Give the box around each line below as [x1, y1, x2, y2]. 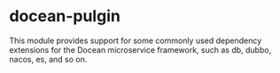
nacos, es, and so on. [9, 54, 88, 64]
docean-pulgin [9, 6, 121, 26]
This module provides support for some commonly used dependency [9, 35, 262, 46]
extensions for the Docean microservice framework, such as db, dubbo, [9, 44, 272, 55]
